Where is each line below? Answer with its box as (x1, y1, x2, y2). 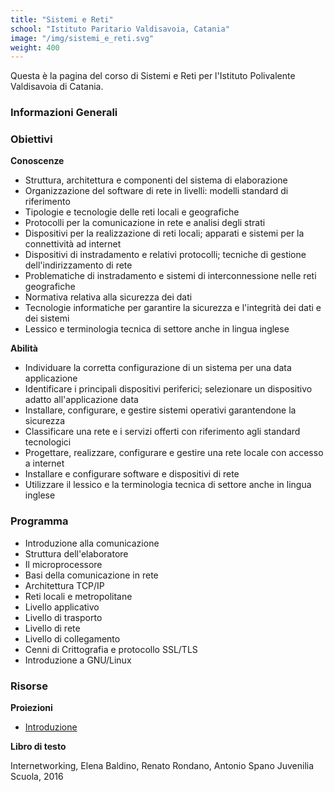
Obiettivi (10, 132, 53, 146)
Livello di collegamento (24, 632, 121, 645)
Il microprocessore (24, 558, 103, 570)
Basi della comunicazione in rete (24, 569, 159, 581)
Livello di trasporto (24, 611, 103, 623)
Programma (10, 514, 69, 528)
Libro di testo (10, 741, 67, 753)
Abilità (10, 342, 38, 355)
